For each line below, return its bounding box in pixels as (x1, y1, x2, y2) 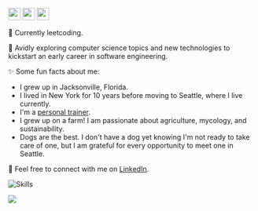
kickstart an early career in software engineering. (8, 52, 168, 60)
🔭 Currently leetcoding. (8, 28, 83, 37)
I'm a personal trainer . (19, 107, 90, 117)
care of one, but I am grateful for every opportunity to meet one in (19, 141, 234, 150)
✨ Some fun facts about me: (8, 67, 100, 76)
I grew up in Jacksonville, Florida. (19, 82, 128, 92)
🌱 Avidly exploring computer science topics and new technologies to (8, 43, 230, 53)
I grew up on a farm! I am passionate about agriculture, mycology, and (19, 116, 247, 125)
